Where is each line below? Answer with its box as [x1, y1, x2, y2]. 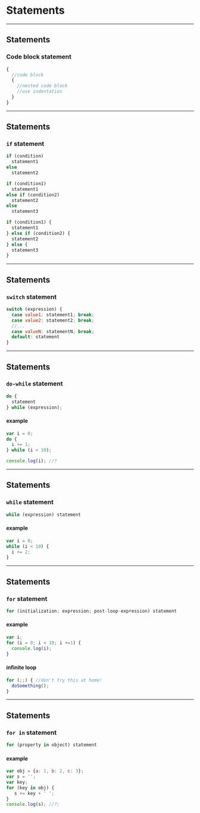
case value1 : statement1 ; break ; [11, 311, 95, 317]
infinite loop [6, 664, 37, 671]
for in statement [6, 728, 57, 736]
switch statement [6, 292, 57, 301]
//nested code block [17, 83, 68, 89]
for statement [6, 594, 48, 603]
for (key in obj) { [6, 784, 55, 791]
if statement [6, 140, 45, 148]
